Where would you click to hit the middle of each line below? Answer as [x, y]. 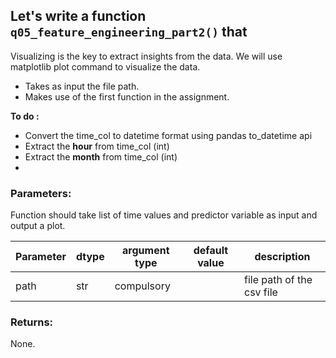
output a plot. [38, 226]
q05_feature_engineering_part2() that [129, 32]
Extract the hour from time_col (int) [97, 146]
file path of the [278, 280]
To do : [25, 116]
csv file [260, 292]
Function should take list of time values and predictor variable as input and [164, 215]
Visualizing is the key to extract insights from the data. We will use [146, 56]
